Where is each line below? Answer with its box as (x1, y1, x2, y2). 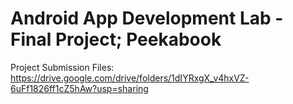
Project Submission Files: (10, 61, 115, 73)
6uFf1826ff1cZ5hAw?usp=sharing (10, 82, 149, 94)
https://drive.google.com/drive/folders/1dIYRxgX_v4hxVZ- (10, 72, 250, 84)
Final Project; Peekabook (10, 28, 222, 51)
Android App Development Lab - (10, 7, 284, 30)
